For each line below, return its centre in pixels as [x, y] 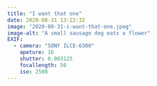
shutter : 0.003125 [46, 59]
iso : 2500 [34, 71]
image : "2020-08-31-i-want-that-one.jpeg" [69, 26]
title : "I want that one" [44, 14]
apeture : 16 [37, 53]
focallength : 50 [43, 65]
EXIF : [15, 40]
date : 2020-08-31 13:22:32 [46, 20]
